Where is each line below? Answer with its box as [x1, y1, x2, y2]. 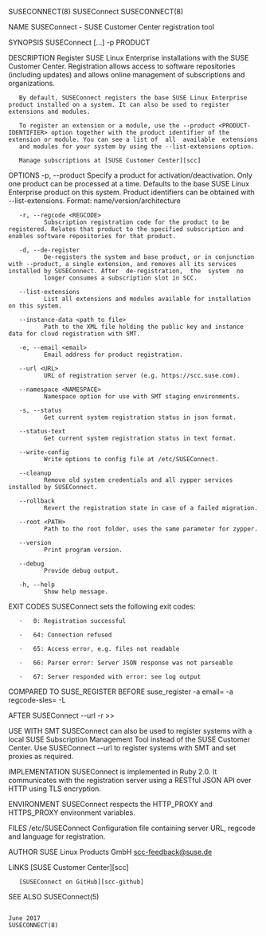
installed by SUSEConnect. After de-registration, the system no [8, 267, 244, 275]
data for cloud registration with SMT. [8, 330, 141, 338]
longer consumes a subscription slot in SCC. [43, 274, 198, 282]
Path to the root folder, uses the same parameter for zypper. [43, 525, 259, 533]
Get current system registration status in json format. [43, 413, 237, 421]
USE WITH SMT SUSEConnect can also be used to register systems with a [8, 726, 252, 735]
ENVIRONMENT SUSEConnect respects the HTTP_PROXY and [8, 800, 213, 809]
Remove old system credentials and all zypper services [43, 476, 233, 484]
